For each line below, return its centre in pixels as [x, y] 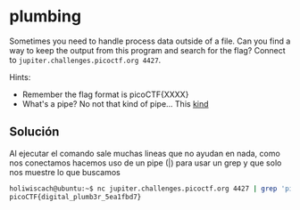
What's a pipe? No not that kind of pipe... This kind [115, 103]
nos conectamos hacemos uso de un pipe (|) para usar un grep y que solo [146, 163]
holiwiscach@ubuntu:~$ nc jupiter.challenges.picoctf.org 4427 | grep [143, 189]
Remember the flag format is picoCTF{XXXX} [105, 94]
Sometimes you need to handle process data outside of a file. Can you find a [150, 41]
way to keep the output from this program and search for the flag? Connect [147, 50]
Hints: [20, 77]
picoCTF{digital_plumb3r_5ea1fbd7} [75, 197]
